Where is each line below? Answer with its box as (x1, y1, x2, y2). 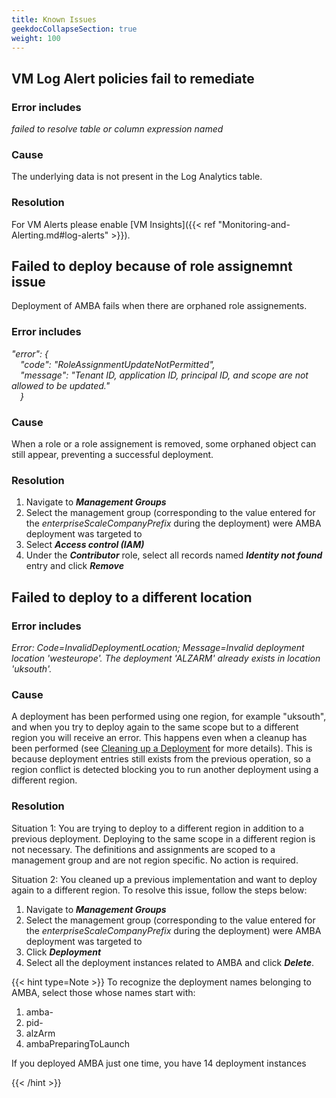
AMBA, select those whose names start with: (11, 986, 196, 998)
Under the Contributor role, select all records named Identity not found (25, 549, 323, 561)
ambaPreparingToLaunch (25, 1037, 131, 1050)
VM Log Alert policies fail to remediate (11, 70, 255, 87)
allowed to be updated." (11, 379, 111, 391)
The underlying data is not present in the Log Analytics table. (11, 171, 263, 183)
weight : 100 (11, 33, 61, 43)
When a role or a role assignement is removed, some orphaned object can (11, 438, 317, 450)
